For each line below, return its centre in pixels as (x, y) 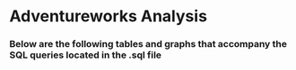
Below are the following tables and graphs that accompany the (148, 44)
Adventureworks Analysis (109, 16)
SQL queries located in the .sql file (86, 55)
